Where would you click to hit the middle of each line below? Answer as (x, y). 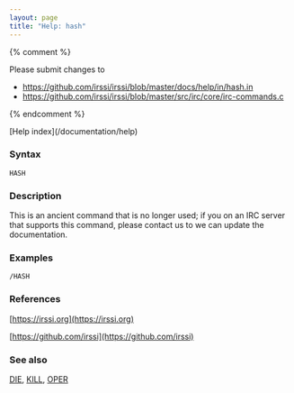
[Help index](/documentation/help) (74, 131)
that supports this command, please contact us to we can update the (137, 225)
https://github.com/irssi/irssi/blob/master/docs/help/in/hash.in (138, 87)
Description (36, 196)
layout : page (34, 18)
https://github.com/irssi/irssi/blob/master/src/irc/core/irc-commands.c (153, 96)
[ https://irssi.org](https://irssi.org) (72, 319)
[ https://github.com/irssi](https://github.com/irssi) (102, 336)
